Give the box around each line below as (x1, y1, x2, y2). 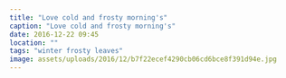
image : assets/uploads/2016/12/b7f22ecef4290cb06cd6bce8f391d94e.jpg (9, 55, 278, 64)
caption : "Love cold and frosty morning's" (9, 22, 176, 30)
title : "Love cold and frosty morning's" (9, 13, 168, 22)
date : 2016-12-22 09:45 (9, 30, 100, 39)
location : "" (9, 38, 59, 48)
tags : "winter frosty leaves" (9, 47, 124, 56)
